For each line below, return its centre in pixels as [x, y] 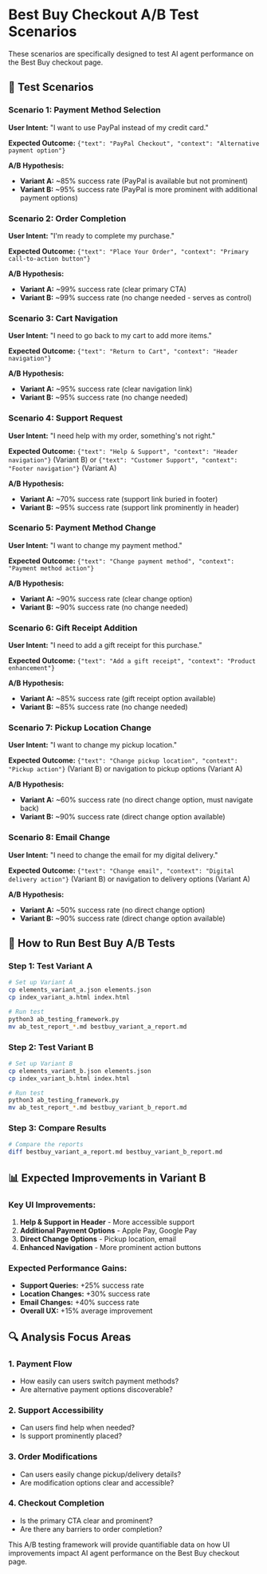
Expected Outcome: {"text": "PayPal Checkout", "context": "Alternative [134, 143]
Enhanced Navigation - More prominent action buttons [110, 1247]
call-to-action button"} [49, 258]
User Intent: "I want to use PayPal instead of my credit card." [108, 127]
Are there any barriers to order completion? [91, 1529]
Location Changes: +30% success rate [85, 1294]
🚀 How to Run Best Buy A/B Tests [92, 943]
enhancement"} [32, 669]
